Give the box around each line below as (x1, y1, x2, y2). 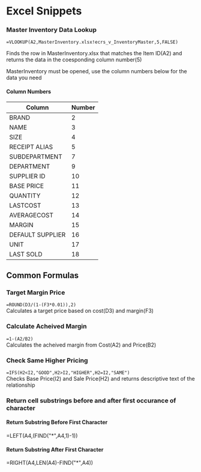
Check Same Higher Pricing (6, 356, 88, 365)
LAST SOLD (9, 250, 43, 258)
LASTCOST (9, 201, 41, 210)
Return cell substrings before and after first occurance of (6, 396, 176, 405)
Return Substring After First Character (6, 446, 104, 453)
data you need (6, 74, 42, 82)
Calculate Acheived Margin (6, 322, 87, 331)
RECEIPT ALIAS (9, 142, 53, 151)
